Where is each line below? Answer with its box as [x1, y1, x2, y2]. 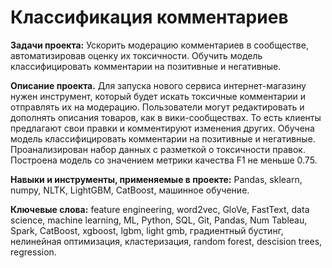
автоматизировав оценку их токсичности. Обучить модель [10, 49, 263, 61]
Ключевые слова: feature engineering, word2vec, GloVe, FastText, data [10, 203, 310, 215]
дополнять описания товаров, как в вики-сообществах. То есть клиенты [10, 111, 322, 123]
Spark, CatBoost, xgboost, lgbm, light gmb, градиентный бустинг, [10, 224, 284, 236]
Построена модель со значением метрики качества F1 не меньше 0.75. [10, 154, 318, 166]
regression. [10, 246, 57, 258]
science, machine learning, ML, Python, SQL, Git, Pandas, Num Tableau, [10, 214, 308, 226]
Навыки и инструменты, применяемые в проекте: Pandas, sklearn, [10, 173, 303, 185]
